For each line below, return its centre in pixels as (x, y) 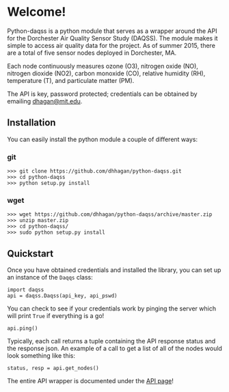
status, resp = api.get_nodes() (53, 368)
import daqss (26, 290)
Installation (31, 123)
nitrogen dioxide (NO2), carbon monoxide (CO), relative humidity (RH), (106, 73)
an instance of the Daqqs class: (50, 278)
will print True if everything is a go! (56, 316)
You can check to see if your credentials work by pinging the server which (112, 308)
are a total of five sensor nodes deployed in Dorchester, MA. (92, 53)
